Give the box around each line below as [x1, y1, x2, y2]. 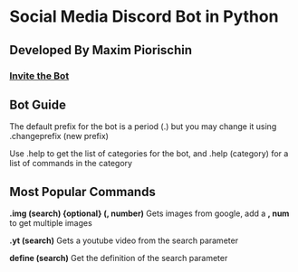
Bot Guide [9, 97, 66, 112]
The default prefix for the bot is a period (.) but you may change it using [9, 121, 277, 132]
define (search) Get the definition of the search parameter [9, 253, 228, 264]
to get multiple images [9, 218, 92, 229]
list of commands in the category [9, 158, 133, 169]
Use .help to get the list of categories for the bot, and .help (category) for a [9, 148, 289, 159]
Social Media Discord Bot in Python [9, 6, 279, 27]
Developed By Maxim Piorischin [9, 42, 193, 58]
